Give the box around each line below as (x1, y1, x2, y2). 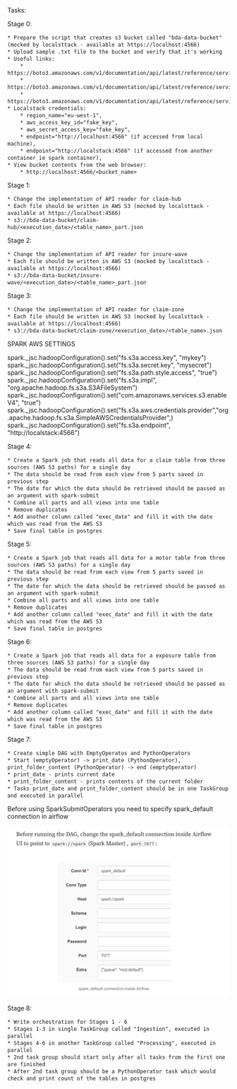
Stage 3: (7, 291, 32, 300)
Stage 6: (7, 638, 32, 646)
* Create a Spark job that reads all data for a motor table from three (7, 554, 226, 561)
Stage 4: (7, 442, 32, 450)
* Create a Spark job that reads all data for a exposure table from (7, 652, 217, 659)
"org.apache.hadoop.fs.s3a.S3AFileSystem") (7, 383, 138, 392)
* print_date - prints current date (7, 771, 115, 778)
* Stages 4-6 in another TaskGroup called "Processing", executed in (7, 1039, 217, 1047)
